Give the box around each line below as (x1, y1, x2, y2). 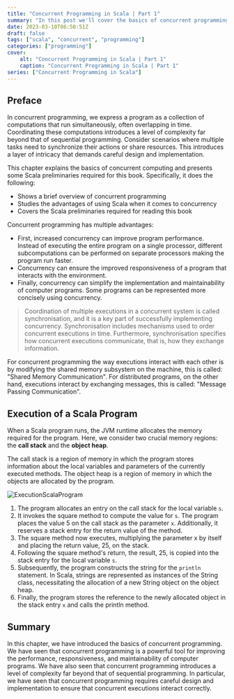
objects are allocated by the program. (7, 477, 115, 486)
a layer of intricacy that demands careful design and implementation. (7, 150, 205, 159)
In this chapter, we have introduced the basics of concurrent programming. (7, 639, 223, 647)
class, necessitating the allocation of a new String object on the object (17, 578, 219, 587)
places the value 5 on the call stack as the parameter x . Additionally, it (17, 519, 218, 528)
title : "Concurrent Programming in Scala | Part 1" (7, 10, 160, 17)
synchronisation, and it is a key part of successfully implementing (24, 315, 212, 323)
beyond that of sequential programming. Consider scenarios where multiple (7, 136, 224, 144)
